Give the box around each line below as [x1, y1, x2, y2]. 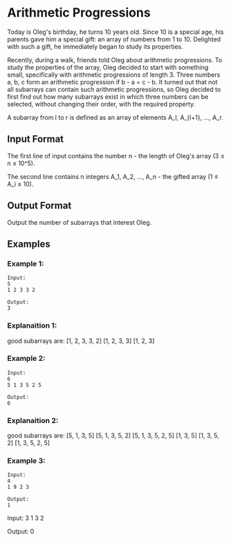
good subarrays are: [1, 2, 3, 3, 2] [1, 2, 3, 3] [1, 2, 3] [7, 337, 155, 345]
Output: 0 [7, 527, 35, 536]
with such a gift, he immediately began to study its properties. [7, 42, 183, 50]
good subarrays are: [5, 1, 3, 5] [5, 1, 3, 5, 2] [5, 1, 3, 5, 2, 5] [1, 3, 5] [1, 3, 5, [7, 431, 219, 440]
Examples [7, 238, 50, 250]
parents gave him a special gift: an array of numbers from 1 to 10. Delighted [7, 35, 221, 43]
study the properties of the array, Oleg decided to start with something [7, 63, 209, 71]
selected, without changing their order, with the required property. [7, 100, 196, 108]
